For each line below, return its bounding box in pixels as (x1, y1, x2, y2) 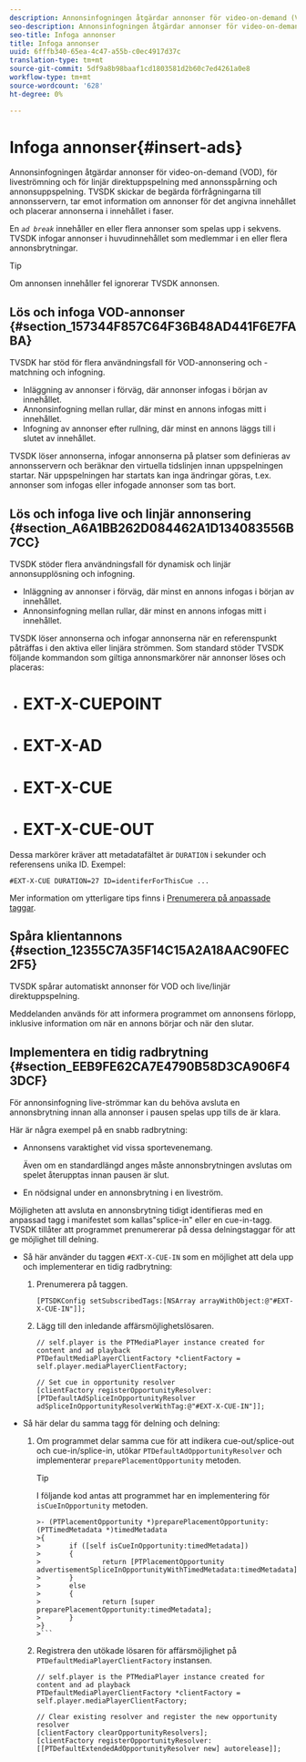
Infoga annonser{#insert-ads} (9, 137, 243, 158)
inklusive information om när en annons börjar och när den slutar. (9, 1018, 255, 1029)
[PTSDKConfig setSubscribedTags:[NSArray (36, 1296, 196, 1306)
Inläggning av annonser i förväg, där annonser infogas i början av (22, 385, 269, 396)
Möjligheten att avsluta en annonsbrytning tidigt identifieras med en (9, 1205, 264, 1216)
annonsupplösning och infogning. (9, 569, 136, 580)
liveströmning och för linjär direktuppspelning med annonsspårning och (9, 177, 278, 188)
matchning (9, 366, 50, 378)
